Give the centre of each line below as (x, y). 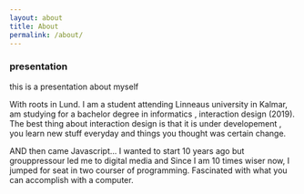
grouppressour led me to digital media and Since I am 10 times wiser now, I (149, 160)
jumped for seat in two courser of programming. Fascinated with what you (149, 170)
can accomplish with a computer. (71, 179)
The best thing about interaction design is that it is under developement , (146, 123)
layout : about (36, 18)
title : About (34, 26)
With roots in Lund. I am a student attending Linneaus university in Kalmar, (149, 104)
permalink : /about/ (46, 35)
